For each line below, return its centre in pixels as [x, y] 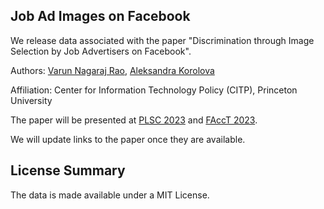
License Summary [68, 170]
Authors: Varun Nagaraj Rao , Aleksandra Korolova [112, 70]
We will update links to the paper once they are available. [128, 139]
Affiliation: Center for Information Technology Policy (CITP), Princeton [154, 90]
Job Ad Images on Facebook [100, 16]
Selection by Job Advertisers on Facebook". [101, 51]
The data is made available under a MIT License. [110, 195]
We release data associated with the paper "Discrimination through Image [162, 40]
